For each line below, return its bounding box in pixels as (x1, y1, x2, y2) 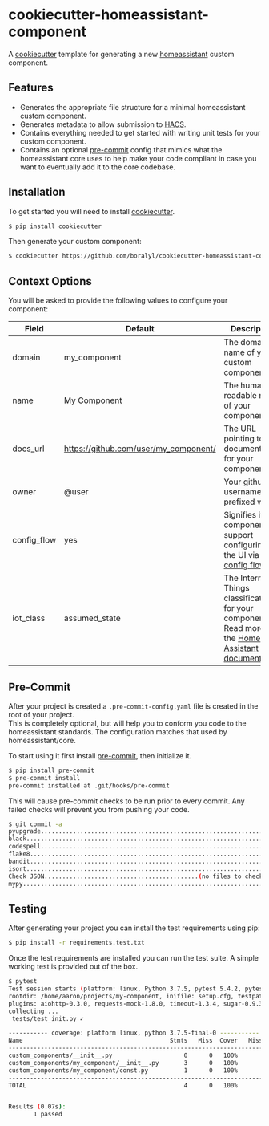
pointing (223, 433, 255, 445)
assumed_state (63, 612, 122, 624)
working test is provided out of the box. (8, 961, 139, 972)
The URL (223, 423, 257, 434)
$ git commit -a (8, 820, 62, 828)
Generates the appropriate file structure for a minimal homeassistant (19, 102, 246, 112)
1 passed (33, 1110, 62, 1119)
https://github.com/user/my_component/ (63, 443, 216, 454)
